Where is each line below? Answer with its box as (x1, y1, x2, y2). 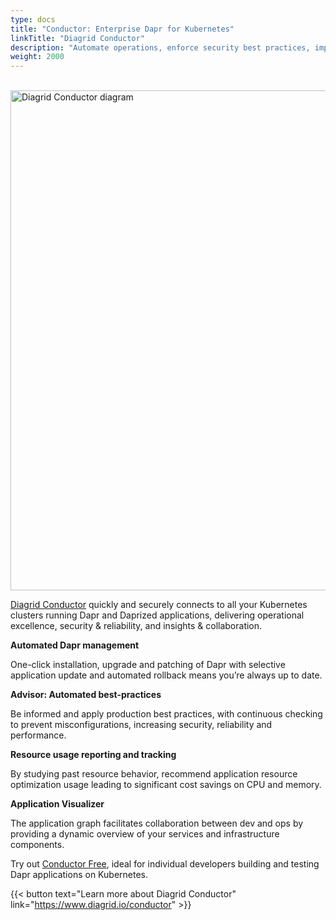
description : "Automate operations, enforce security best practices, (10, 42, 311, 53)
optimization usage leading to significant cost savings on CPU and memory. (10, 779, 322, 791)
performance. (10, 729, 67, 741)
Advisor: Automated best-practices (10, 689, 162, 701)
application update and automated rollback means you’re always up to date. (10, 669, 323, 681)
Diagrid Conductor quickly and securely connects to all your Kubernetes (10, 599, 308, 611)
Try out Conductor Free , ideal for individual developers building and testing (10, 858, 320, 870)
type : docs (10, 14, 56, 25)
